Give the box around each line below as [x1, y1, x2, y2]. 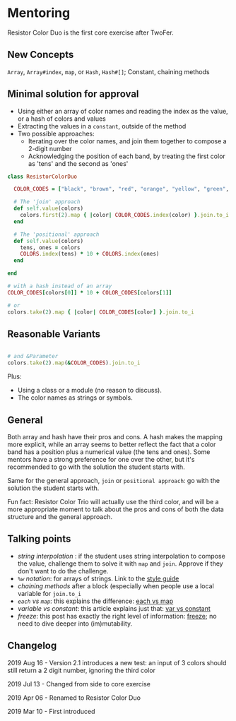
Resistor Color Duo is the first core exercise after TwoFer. [7, 28, 175, 37]
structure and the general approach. [7, 512, 113, 520]
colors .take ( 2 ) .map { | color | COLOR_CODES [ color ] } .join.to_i [7, 309, 194, 316]
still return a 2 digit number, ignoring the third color [7, 666, 155, 674]
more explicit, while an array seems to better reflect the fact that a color [7, 440, 216, 448]
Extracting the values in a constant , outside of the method [17, 121, 187, 130]
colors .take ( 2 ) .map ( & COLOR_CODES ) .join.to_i [7, 359, 141, 367]
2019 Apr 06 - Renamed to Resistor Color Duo [7, 693, 141, 702]
